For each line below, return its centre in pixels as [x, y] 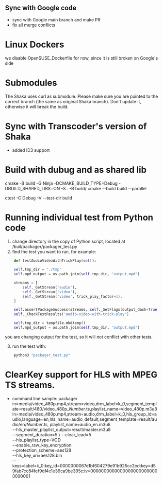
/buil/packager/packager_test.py [45, 246]
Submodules [31, 83]
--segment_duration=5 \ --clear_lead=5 [51, 434]
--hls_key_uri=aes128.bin [37, 455]
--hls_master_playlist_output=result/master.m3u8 [61, 429]
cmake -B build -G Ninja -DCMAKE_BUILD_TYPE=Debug [61, 183]
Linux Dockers [35, 45]
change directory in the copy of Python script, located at [68, 241]
